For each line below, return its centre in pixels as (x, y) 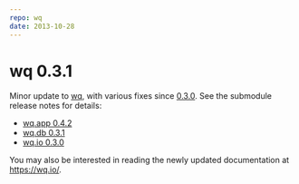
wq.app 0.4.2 (47, 123)
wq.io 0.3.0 (43, 142)
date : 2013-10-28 (42, 26)
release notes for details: (56, 106)
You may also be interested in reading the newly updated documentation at (149, 160)
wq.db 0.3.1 (43, 133)
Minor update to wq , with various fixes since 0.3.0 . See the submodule (141, 96)
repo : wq (26, 18)
